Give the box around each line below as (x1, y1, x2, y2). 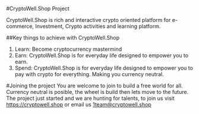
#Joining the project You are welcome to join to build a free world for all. (6, 82, 183, 89)
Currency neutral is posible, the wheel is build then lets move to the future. (6, 89, 189, 95)
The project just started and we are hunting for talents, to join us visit (6, 95, 175, 102)
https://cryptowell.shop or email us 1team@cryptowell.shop (6, 101, 151, 108)
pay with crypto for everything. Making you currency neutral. (14, 71, 165, 77)
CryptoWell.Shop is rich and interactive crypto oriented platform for (6, 17, 171, 23)
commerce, (6, 23, 34, 30)
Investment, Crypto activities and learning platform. (35, 23, 161, 30)
